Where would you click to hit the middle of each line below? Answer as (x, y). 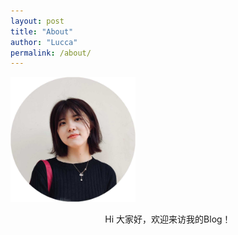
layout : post (37, 21)
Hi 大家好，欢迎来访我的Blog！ (168, 219)
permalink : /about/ (51, 53)
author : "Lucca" (44, 42)
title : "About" (42, 31)
